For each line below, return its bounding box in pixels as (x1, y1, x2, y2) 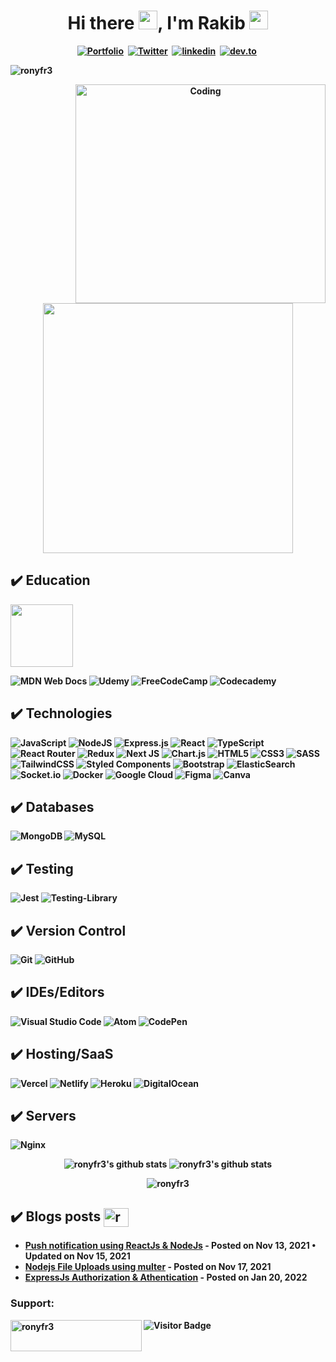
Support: (10, 1296, 55, 1310)
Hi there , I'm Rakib (67, 12, 246, 35)
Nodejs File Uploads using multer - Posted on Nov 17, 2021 (24, 1261, 272, 1273)
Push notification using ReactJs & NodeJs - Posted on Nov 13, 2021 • (24, 1240, 317, 1252)
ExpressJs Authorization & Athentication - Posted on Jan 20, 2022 (24, 1271, 308, 1284)
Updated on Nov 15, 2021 (24, 1250, 131, 1262)
